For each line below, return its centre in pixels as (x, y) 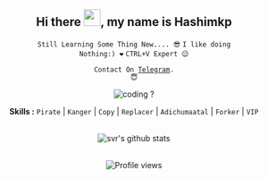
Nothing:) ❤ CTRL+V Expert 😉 (134, 54)
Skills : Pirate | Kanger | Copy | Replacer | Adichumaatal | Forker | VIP (134, 111)
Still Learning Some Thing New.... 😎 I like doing (134, 44)
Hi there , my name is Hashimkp (134, 22)
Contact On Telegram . (134, 69)
